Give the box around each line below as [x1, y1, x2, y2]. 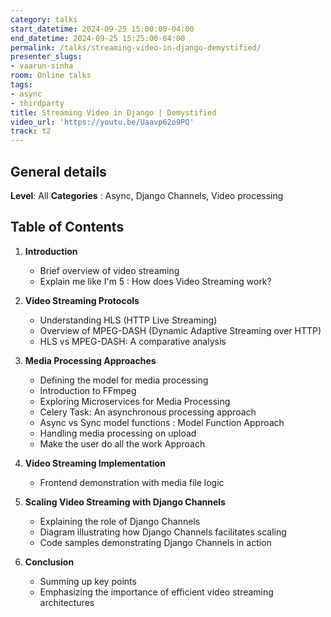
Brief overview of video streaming [39, 264, 180, 276]
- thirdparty [10, 98, 65, 108]
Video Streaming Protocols [24, 294, 140, 306]
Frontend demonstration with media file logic [39, 476, 225, 488]
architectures [39, 596, 95, 608]
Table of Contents [10, 219, 125, 236]
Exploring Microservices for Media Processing [39, 395, 231, 407]
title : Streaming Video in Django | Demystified [10, 107, 217, 118]
